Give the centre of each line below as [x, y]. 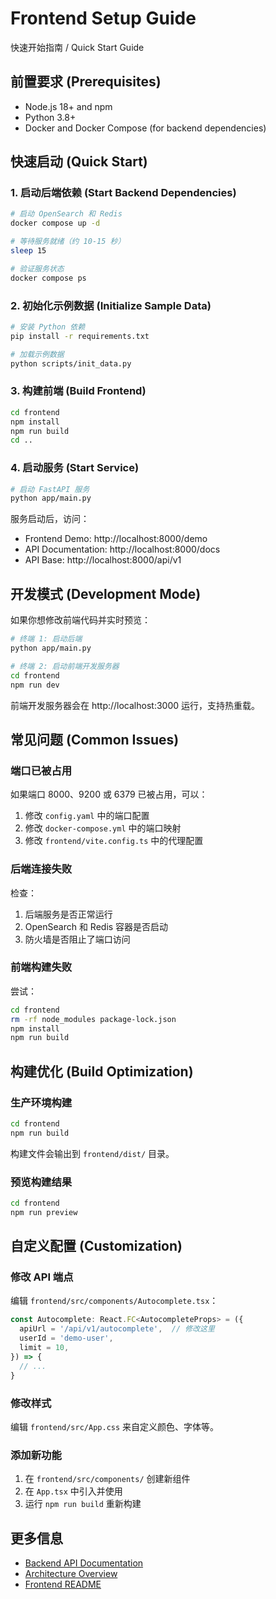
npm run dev [35, 685]
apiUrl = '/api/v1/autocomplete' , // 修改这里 [117, 1329]
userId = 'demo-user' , [66, 1338]
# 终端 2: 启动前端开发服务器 [65, 666]
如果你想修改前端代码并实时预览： [80, 620]
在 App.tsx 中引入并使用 [73, 1491]
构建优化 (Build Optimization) [102, 1071]
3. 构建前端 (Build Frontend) [78, 391]
